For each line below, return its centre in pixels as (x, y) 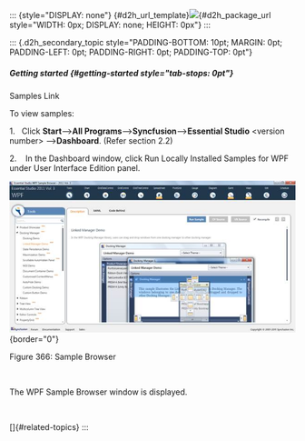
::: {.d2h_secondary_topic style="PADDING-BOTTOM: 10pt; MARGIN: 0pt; (146, 42)
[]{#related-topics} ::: (49, 427)
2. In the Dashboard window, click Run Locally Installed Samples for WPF (149, 158)
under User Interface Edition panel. (75, 167)
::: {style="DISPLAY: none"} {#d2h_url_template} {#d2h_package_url (140, 15)
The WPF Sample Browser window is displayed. (98, 392)
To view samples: (42, 113)
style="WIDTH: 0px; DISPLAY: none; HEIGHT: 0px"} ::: (110, 25)
